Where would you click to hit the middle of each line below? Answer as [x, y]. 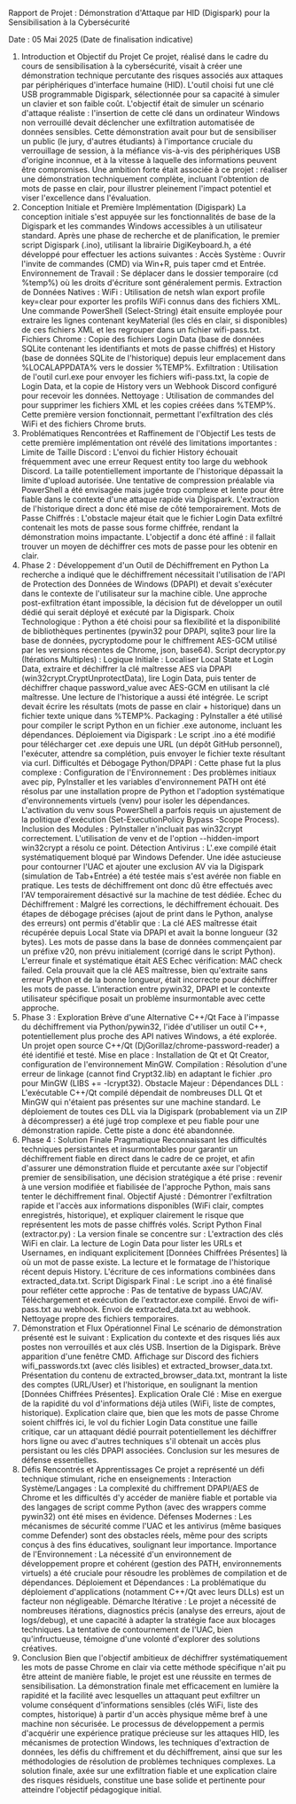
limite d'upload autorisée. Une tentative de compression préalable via [148, 480]
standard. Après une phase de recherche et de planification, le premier [150, 235]
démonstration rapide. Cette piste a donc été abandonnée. [128, 1130]
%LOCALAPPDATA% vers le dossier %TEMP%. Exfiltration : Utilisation [149, 367]
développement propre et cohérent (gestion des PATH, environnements [152, 1563]
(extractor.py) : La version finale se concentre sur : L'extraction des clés [152, 1234]
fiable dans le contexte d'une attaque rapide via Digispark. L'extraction [150, 499]
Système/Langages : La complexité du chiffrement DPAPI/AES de [140, 1488]
